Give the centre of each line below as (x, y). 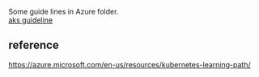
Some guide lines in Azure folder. (64, 12)
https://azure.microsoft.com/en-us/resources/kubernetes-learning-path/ (129, 64)
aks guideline (31, 20)
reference (34, 45)
